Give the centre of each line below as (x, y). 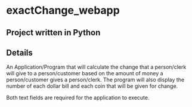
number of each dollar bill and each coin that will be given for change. (92, 86)
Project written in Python (53, 33)
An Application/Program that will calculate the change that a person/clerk (96, 67)
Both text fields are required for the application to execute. (78, 98)
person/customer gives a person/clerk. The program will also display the (95, 80)
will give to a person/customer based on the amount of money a (85, 74)
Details (19, 52)
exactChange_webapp (63, 10)
